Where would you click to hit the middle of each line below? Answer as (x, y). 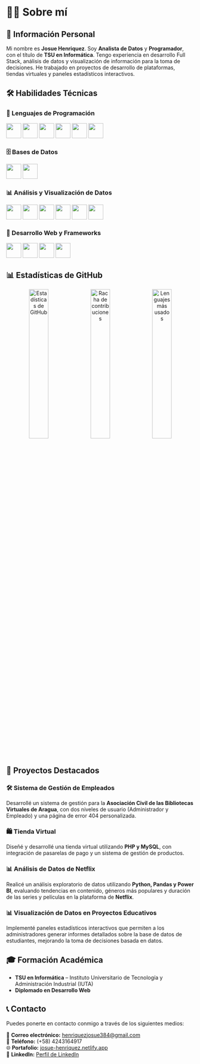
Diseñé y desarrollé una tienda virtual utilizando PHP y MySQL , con (89, 847)
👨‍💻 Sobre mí (37, 12)
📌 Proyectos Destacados (53, 770)
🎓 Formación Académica (55, 960)
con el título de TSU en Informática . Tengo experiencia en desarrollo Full (96, 55)
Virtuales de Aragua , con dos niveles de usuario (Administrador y (87, 809)
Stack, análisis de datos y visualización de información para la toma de (93, 61)
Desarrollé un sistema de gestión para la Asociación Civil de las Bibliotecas (100, 803)
